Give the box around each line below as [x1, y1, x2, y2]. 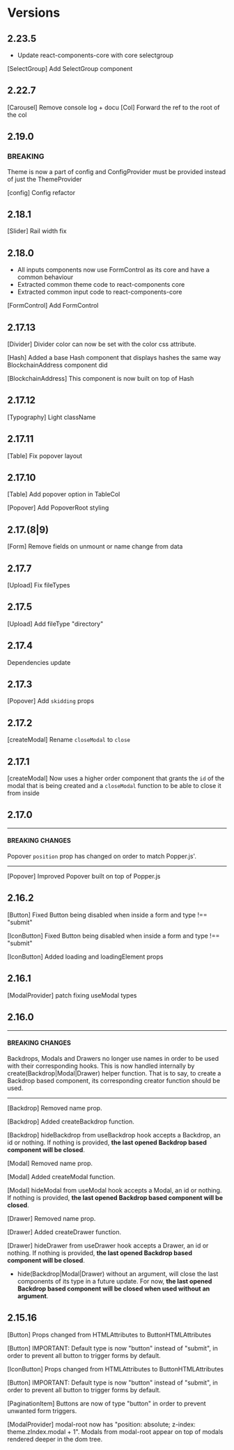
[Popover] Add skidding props [7, 697, 95, 705]
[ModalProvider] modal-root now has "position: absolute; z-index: [7, 1420, 196, 1428]
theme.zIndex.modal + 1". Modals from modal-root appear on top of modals [7, 1427, 224, 1435]
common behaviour [17, 273, 74, 281]
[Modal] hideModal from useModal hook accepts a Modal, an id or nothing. [7, 1185, 222, 1195]
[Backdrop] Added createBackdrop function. [7, 1117, 134, 1126]
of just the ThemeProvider [7, 175, 82, 183]
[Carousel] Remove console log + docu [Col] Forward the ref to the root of [7, 103, 221, 111]
